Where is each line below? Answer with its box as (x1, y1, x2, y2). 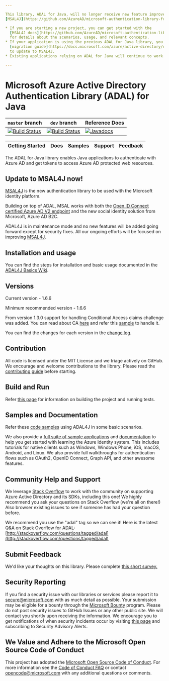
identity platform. (5, 193, 41, 199)
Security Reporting (5, 578, 66, 587)
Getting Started (8, 142, 46, 149)
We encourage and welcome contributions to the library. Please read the (5, 363, 155, 369)
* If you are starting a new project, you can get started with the (5, 26, 152, 31)
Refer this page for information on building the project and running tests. (5, 396, 155, 402)
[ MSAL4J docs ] (10, 30, 39, 35)
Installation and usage (5, 248, 76, 257)
